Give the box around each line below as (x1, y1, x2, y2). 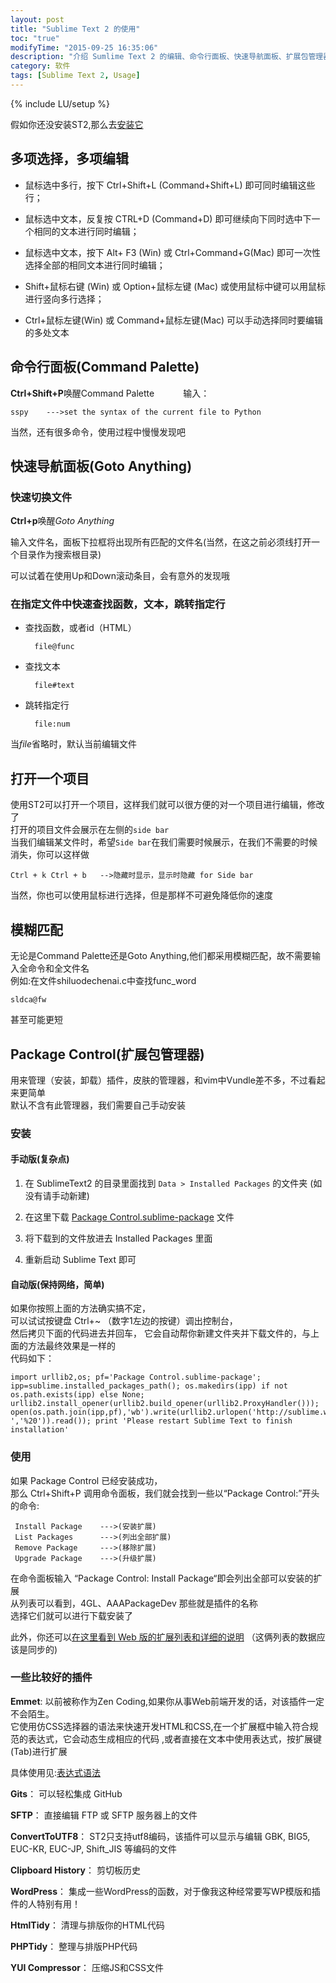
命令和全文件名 (27, 962, 90, 975)
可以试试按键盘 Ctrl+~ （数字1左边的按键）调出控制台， (10, 1315, 238, 1327)
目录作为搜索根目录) (18, 549, 102, 561)
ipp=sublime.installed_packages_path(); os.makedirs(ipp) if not (10, 1381, 288, 1391)
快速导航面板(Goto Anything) (10, 457, 193, 475)
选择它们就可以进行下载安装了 (10, 1609, 133, 1621)
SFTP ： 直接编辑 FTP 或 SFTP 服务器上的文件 (10, 1809, 198, 1821)
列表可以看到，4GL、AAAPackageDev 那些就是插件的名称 (18, 1597, 258, 1609)
